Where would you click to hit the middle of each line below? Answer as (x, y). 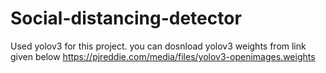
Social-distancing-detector (126, 18)
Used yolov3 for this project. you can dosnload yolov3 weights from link (158, 46)
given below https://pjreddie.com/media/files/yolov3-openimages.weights (163, 56)
